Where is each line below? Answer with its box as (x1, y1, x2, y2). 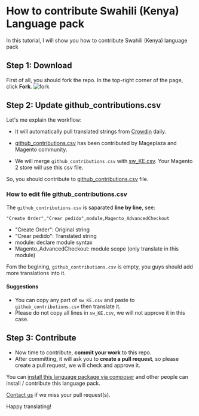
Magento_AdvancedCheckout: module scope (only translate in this (14, 245, 179, 252)
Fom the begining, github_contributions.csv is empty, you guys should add (6, 263, 193, 270)
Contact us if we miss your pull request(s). (6, 391, 111, 398)
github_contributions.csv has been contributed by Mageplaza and (14, 139, 177, 146)
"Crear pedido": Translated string (14, 232, 97, 239)
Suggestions (6, 283, 39, 290)
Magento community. (14, 146, 68, 153)
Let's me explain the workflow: (6, 116, 82, 123)
